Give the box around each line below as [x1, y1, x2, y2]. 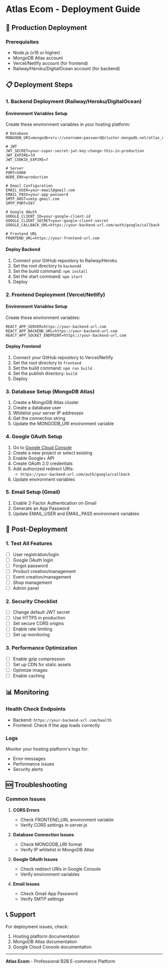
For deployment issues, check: [5, 924, 69, 930]
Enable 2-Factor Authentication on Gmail [12, 500, 97, 506]
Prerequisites [5, 38, 39, 45]
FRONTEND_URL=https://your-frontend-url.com [5, 236, 100, 241]
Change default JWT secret [12, 609, 70, 615]
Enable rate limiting [12, 626, 53, 632]
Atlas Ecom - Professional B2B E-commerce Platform [5, 958, 116, 964]
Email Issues [12, 881, 40, 887]
